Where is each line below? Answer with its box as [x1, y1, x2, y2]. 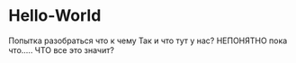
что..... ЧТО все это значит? [8, 44, 114, 55]
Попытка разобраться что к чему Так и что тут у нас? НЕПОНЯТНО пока [8, 35, 288, 46]
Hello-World [8, 5, 102, 26]
